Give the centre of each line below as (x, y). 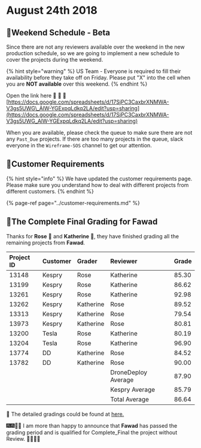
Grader (87, 261)
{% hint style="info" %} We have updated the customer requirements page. (99, 178)
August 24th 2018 (52, 10)
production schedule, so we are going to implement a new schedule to (93, 53)
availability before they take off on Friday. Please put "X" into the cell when (98, 78)
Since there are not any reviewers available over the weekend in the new (95, 47)
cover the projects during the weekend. (55, 60)
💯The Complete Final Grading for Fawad (82, 222)
